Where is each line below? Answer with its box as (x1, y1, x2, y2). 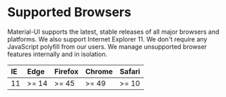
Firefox (54, 66, 79, 76)
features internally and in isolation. (7, 50, 108, 58)
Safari (119, 66, 141, 76)
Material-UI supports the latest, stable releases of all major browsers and (7, 27, 220, 36)
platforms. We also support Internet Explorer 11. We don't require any (7, 34, 208, 43)
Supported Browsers (7, 4, 132, 20)
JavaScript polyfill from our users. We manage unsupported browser (7, 42, 207, 51)
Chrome (85, 66, 113, 76)
